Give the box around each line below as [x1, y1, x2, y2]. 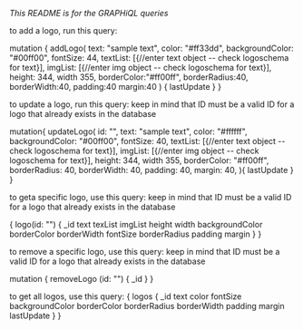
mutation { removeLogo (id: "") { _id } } [9, 274, 154, 284]
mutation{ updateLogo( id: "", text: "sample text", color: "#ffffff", [9, 126, 248, 137]
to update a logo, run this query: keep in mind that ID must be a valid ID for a [9, 99, 295, 110]
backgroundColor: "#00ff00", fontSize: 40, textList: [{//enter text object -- [9, 136, 286, 146]
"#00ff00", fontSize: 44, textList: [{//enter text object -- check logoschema [9, 53, 289, 63]
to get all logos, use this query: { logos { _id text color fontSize [9, 291, 242, 302]
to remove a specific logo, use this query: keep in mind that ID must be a [9, 247, 280, 257]
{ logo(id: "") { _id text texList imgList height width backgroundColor [9, 219, 263, 229]
